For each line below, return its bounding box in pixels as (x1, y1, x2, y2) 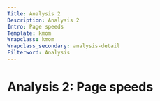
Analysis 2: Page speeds (7, 79, 154, 95)
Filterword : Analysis (7, 49, 71, 56)
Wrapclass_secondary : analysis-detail (7, 42, 120, 49)
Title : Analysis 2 (7, 10, 61, 17)
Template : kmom (7, 29, 52, 37)
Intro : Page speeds (7, 23, 64, 30)
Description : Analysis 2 (7, 17, 80, 24)
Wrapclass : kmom (7, 36, 54, 43)
